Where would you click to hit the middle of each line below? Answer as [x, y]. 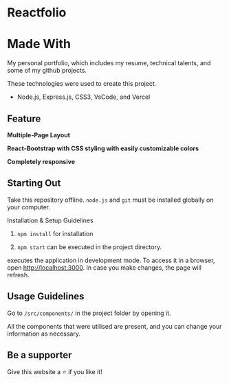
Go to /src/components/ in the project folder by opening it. [89, 313]
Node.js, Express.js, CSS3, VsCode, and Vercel [84, 97]
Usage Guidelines [46, 297]
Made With [39, 44]
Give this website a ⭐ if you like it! [55, 372]
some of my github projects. [47, 71]
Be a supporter [40, 355]
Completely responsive [41, 161]
